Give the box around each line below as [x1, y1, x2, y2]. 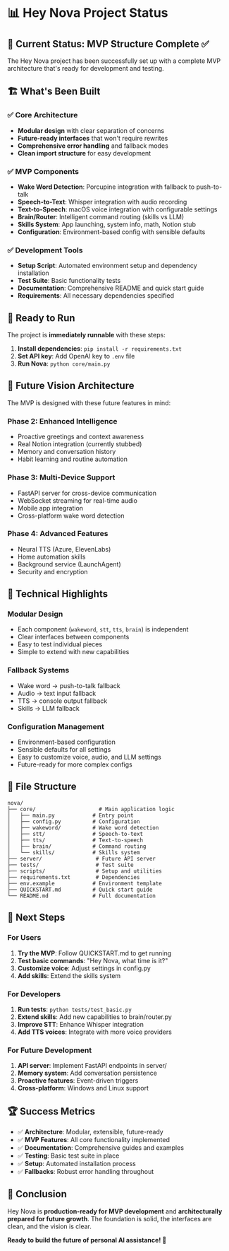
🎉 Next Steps [7, 912, 66, 924]
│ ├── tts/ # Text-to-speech [7, 837, 143, 844]
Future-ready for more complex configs [17, 760, 132, 769]
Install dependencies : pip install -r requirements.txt [17, 344, 182, 353]
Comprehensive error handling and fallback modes [17, 141, 169, 150]
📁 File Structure [7, 781, 77, 793]
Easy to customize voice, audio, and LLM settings [17, 753, 162, 762]
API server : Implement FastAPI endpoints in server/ [17, 1061, 167, 1070]
